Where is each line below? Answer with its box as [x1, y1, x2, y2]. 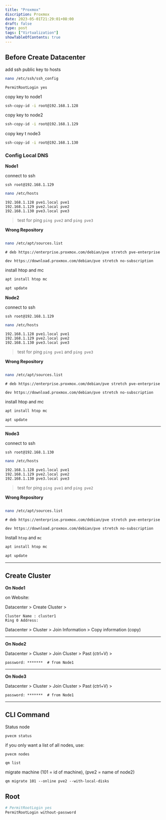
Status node [5, 724, 30, 730]
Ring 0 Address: [5, 618, 39, 623]
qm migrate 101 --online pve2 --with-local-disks [5, 779, 110, 784]
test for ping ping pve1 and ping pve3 [17, 349, 93, 355]
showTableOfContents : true [5, 35, 61, 40]
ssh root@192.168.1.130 [5, 450, 54, 455]
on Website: [5, 594, 30, 600]
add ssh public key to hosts [5, 66, 61, 72]
